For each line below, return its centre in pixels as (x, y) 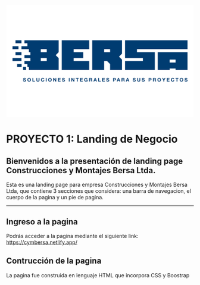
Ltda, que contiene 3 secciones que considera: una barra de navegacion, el (99, 191)
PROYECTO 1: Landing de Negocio (92, 139)
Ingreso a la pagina (42, 222)
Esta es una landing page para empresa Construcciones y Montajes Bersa (97, 185)
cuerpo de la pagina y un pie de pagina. (55, 198)
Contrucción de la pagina (54, 261)
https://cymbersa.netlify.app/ (42, 242)
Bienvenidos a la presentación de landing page (95, 161)
